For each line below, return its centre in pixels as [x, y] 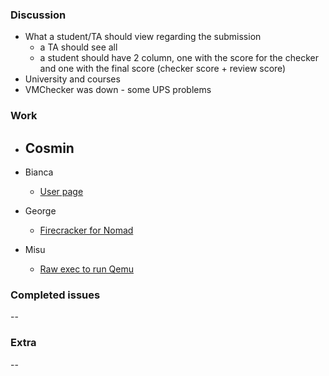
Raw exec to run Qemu [87, 269]
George [40, 211]
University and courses [72, 79]
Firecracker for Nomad [86, 230]
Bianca [39, 172]
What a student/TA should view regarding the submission [143, 37]
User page [61, 192]
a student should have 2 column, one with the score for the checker [179, 58]
